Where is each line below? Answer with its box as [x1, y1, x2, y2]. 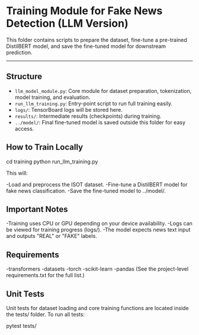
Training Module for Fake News [6, 4, 163, 18]
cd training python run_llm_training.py [6, 158, 98, 165]
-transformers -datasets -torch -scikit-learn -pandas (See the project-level [6, 265, 189, 273]
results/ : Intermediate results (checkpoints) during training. [14, 112, 162, 120]
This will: [6, 169, 28, 176]
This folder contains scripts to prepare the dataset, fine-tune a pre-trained [6, 36, 188, 43]
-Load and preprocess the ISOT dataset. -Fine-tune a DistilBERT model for [6, 181, 188, 188]
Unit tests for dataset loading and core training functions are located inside [6, 305, 189, 311]
